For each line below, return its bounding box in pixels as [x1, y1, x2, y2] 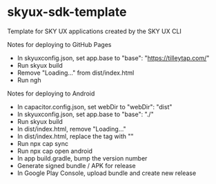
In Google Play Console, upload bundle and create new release [17, 169, 197, 177]
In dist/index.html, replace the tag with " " [17, 132, 134, 140]
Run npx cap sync [17, 139, 69, 147]
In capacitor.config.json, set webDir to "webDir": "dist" [17, 102, 173, 111]
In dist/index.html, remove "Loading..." [17, 125, 126, 133]
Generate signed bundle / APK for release [17, 161, 136, 169]
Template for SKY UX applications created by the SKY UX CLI [7, 27, 181, 35]
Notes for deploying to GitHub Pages [7, 40, 112, 48]
